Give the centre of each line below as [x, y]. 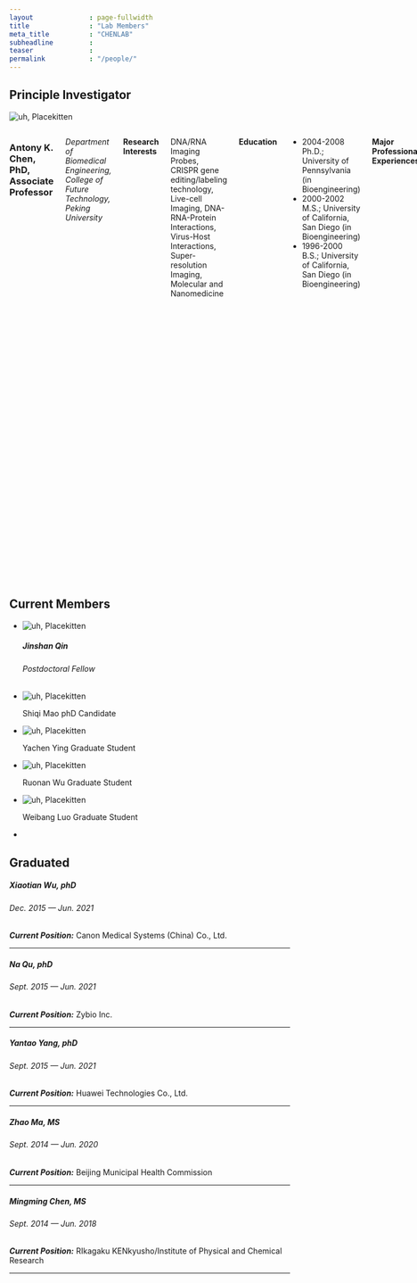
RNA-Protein [193, 217]
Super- [183, 255]
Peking [78, 208]
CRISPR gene [195, 170]
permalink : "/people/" [74, 59]
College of [85, 179]
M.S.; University [331, 208]
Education [258, 141]
